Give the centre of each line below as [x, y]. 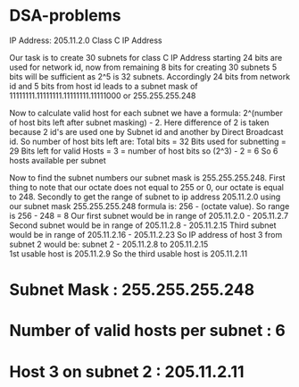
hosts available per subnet [58, 160]
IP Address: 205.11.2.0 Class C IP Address [86, 40]
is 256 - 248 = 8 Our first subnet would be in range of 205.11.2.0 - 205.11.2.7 [149, 215]
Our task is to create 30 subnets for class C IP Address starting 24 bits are [146, 57]
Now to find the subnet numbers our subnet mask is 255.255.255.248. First [147, 177]
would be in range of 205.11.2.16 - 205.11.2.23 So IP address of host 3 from [146, 234]
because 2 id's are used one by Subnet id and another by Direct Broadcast [146, 131]
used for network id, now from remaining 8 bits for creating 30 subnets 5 [143, 67]
